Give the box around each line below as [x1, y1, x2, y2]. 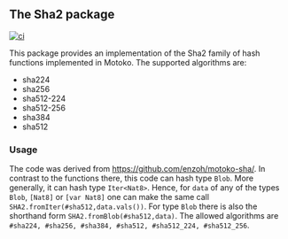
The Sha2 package [9, 7, 115, 22]
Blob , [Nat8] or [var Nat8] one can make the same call [9, 192, 210, 203]
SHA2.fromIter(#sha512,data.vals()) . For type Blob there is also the [9, 201, 258, 212]
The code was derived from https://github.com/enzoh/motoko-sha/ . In [9, 164, 266, 174]
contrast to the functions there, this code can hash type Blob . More [9, 173, 254, 184]
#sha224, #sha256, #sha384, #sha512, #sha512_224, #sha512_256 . [9, 220, 250, 231]
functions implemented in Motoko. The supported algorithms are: [9, 57, 247, 67]
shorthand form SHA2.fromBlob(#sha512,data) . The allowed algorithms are [9, 211, 279, 221]
